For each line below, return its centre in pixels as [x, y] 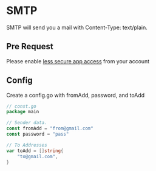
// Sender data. [27, 123]
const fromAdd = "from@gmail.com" [50, 128]
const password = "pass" [38, 134]
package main [23, 112]
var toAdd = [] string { [35, 151]
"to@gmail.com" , [38, 156]
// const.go [21, 106]
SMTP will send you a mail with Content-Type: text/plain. [77, 27]
